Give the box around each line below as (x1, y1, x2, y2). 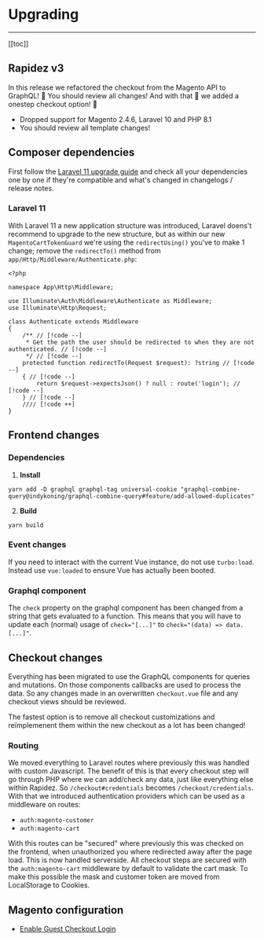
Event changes (8, 539, 67, 550)
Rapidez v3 (8, 61, 64, 76)
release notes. (8, 183, 54, 193)
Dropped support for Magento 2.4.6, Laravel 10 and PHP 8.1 (19, 114, 212, 124)
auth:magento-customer (19, 817, 94, 825)
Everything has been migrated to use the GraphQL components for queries (8, 671, 251, 681)
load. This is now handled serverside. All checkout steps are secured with (8, 855, 247, 865)
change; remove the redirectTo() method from (8, 245, 161, 255)
